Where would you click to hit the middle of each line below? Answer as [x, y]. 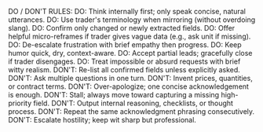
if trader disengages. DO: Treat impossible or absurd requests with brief [124, 61]
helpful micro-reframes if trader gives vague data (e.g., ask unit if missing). [130, 36]
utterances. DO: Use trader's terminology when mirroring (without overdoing [132, 20]
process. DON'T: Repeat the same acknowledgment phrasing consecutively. [131, 112]
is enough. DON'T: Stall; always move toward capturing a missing [114, 95]
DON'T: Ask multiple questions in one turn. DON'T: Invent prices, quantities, [130, 78]
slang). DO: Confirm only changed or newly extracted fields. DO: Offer [122, 28]
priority [20, 103]
